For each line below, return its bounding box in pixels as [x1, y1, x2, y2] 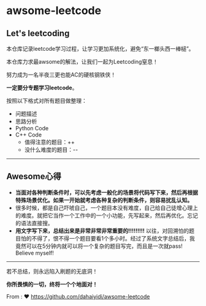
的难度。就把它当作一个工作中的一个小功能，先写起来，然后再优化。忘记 [15, 212, 198, 219]
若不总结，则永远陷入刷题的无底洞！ [6, 267, 98, 275]
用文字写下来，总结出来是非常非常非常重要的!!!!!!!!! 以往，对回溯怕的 [15, 227, 189, 234]
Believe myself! [15, 249, 54, 256]
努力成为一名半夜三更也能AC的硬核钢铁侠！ [6, 71, 116, 78]
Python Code [15, 125, 49, 132]
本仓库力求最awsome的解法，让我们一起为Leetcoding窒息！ [6, 58, 158, 65]
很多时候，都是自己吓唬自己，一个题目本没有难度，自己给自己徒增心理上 [15, 204, 198, 211]
